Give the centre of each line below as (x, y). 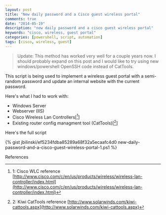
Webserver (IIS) (28, 111)
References (17, 157)
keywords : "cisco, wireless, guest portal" (51, 33)
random (13, 81)
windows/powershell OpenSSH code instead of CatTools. (75, 66)
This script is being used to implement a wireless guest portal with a (74, 76)
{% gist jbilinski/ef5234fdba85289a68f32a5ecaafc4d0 (61, 142)
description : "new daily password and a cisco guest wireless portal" (79, 28)
